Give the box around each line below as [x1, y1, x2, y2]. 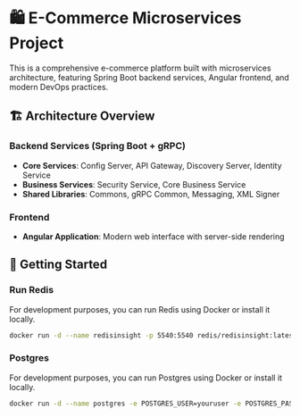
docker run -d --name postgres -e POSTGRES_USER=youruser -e [9, 399, 242, 408]
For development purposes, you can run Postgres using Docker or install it [9, 372, 283, 383]
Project [9, 33, 64, 54]
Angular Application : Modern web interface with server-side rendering [21, 230, 285, 242]
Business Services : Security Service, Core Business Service [21, 179, 246, 189]
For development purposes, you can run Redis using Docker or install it [9, 304, 271, 314]
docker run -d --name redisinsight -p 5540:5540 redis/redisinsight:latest [9, 330, 297, 340]
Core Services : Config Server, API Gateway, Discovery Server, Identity [21, 160, 283, 171]
